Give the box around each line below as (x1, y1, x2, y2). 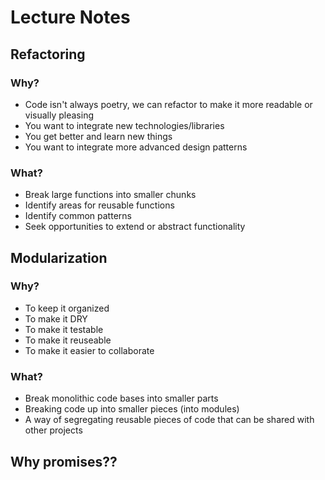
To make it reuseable (24, 334, 112, 346)
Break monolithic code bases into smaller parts (24, 392, 219, 405)
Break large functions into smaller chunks (24, 189, 197, 201)
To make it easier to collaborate (24, 344, 155, 356)
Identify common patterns (24, 210, 132, 222)
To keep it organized (24, 302, 110, 314)
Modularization (10, 249, 108, 266)
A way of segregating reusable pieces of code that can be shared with (24, 414, 315, 426)
